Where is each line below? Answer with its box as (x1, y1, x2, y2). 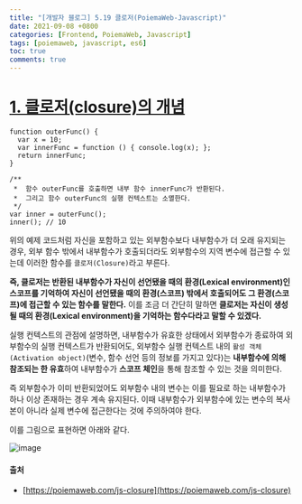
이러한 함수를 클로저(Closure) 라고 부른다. (25, 257, 170, 267)
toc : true (9, 47, 47, 56)
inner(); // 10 (9, 218, 67, 227)
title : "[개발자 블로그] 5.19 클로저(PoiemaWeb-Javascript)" (9, 13, 227, 23)
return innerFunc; (17, 151, 87, 160)
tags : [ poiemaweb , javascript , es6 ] (9, 38, 147, 48)
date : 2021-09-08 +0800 (9, 22, 99, 31)
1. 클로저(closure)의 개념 (9, 97, 186, 117)
